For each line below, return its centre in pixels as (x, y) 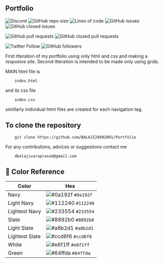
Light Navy (21, 203)
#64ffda (81, 254)
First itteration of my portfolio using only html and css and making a (76, 56)
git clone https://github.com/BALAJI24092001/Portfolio (76, 137)
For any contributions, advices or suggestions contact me (66, 147)
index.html (26, 81)
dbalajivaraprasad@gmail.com (46, 156)
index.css (25, 99)
